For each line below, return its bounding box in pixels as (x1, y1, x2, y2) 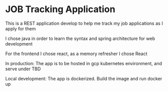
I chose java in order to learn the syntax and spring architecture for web (5, 35, 155, 41)
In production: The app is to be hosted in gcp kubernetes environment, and (5, 60, 162, 66)
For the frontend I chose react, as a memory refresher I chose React (5, 51, 148, 57)
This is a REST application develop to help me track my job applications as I (5, 20, 163, 26)
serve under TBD (5, 66, 41, 72)
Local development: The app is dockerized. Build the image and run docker (5, 75, 162, 81)
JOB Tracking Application (5, 4, 116, 15)
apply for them (5, 25, 36, 31)
